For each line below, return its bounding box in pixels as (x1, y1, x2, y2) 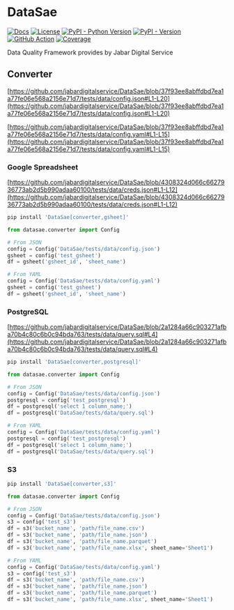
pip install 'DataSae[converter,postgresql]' (7, 358, 141, 366)
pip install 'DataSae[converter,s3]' (7, 480, 117, 487)
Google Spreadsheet (7, 162, 79, 171)
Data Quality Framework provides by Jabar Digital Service (7, 48, 173, 56)
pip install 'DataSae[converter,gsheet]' (7, 214, 130, 221)
